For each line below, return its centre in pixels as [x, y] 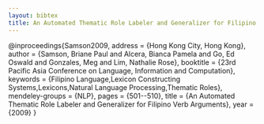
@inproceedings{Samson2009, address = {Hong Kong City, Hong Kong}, [127, 45]
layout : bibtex [33, 15]
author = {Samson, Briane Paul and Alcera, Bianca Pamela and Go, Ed [121, 54]
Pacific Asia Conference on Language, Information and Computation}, [122, 70]
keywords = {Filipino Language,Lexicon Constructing [94, 79]
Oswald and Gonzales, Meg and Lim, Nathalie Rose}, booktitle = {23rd [122, 62]
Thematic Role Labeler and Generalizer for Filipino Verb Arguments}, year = [131, 104]
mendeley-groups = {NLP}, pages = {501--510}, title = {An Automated [122, 96]
